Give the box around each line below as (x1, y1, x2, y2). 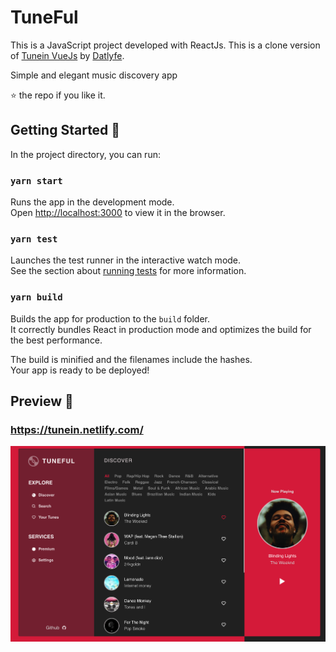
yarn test (10, 233, 58, 245)
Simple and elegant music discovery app (10, 69, 178, 81)
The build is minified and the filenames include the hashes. (10, 353, 253, 365)
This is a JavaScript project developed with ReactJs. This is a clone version (10, 39, 321, 51)
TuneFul (10, 6, 79, 29)
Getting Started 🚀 (10, 122, 121, 139)
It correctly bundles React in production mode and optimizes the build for (10, 323, 312, 335)
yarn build (10, 292, 63, 303)
